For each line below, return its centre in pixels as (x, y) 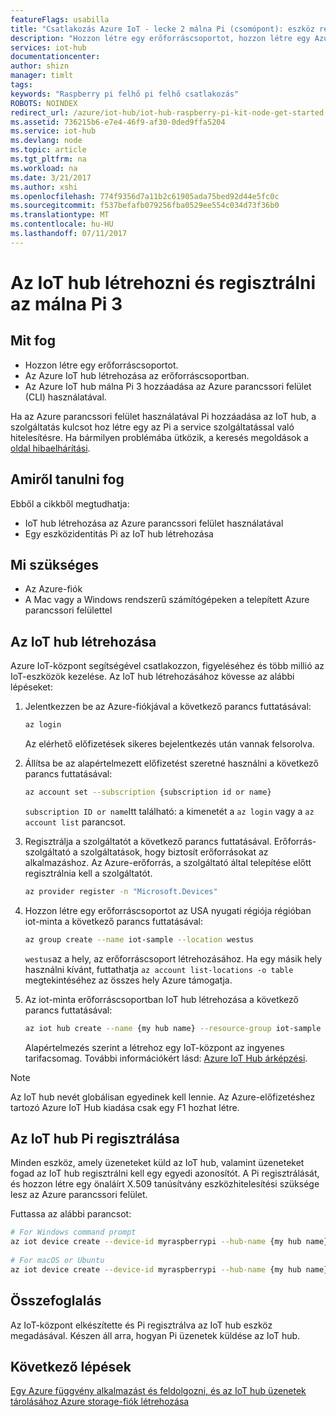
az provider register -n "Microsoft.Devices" (121, 891)
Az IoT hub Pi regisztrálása (95, 1138)
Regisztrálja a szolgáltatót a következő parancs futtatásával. (148, 841)
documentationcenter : (55, 57)
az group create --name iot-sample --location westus (139, 939)
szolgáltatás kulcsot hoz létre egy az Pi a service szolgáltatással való (152, 427)
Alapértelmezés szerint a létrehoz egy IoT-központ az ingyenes (154, 1047)
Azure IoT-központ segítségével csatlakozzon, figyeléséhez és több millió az (167, 666)
